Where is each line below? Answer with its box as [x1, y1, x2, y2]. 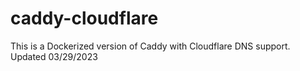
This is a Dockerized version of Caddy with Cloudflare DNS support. [10, 40, 291, 52]
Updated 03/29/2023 [10, 50, 98, 62]
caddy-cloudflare [10, 7, 159, 30]
